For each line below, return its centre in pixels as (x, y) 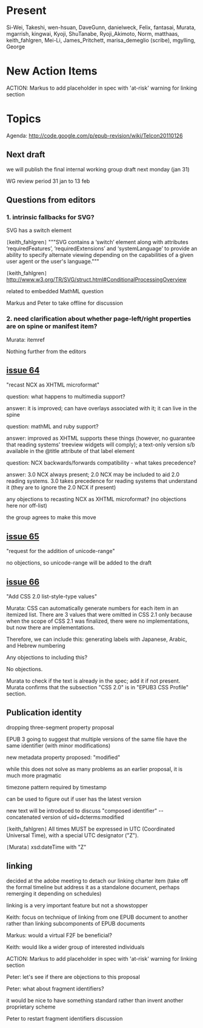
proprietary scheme (31, 1007)
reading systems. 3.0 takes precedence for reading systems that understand (102, 481)
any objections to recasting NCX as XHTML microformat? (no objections (96, 499)
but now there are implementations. (51, 628)
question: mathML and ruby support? (52, 426)
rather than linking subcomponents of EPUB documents (76, 923)
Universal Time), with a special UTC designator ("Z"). (73, 835)
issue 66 (23, 582)
